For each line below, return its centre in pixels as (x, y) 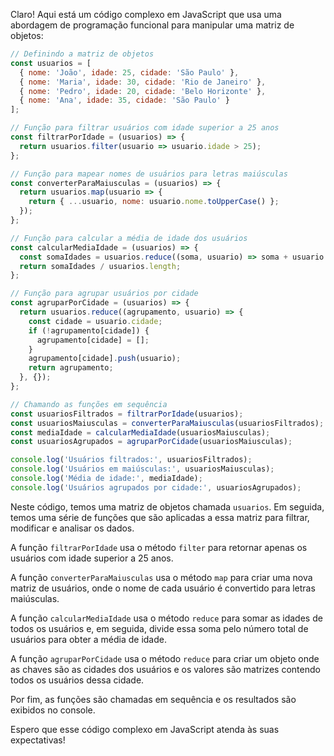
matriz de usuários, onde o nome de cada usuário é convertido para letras (163, 588)
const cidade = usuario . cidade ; (95, 321)
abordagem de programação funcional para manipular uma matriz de (152, 25)
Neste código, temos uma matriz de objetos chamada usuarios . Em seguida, (167, 506)
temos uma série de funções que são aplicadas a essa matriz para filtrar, (160, 517)
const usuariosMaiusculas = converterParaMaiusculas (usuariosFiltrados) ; (167, 423)
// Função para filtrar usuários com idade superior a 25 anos (145, 128)
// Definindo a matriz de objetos (82, 54)
